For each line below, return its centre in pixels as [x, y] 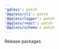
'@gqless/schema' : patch [29, 28]
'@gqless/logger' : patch [29, 18]
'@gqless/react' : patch [29, 23]
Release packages [23, 41]
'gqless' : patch [21, 9]
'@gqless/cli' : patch [26, 14]
